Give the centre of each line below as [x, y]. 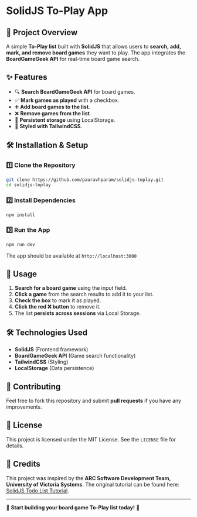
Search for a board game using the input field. [71, 288]
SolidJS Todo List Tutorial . [38, 491]
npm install [21, 215]
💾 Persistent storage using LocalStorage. [65, 120]
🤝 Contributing [33, 387]
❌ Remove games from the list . [53, 113]
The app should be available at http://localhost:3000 [72, 255]
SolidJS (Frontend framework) [51, 350]
